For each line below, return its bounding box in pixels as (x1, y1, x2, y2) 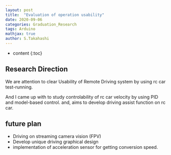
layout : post (5, 7, 33, 13)
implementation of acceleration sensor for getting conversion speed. (12, 144, 158, 150)
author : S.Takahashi (5, 36, 50, 41)
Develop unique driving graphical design (12, 139, 99, 145)
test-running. (5, 84, 33, 90)
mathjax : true (5, 31, 36, 36)
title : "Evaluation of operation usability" (5, 12, 104, 17)
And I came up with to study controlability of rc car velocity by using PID (5, 94, 158, 100)
